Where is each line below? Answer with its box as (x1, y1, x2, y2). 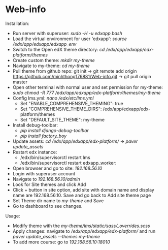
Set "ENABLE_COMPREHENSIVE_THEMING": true (20, 100, 123, 106)
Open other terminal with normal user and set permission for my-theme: (12, 84, 163, 90)
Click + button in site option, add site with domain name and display (12, 186, 155, 193)
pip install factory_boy (20, 133, 67, 139)
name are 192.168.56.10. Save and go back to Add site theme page (12, 192, 151, 198)
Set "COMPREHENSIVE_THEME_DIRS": (20, 106, 102, 112)
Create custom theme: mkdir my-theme (12, 57, 95, 63)
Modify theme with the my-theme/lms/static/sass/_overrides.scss (12, 223, 150, 229)
